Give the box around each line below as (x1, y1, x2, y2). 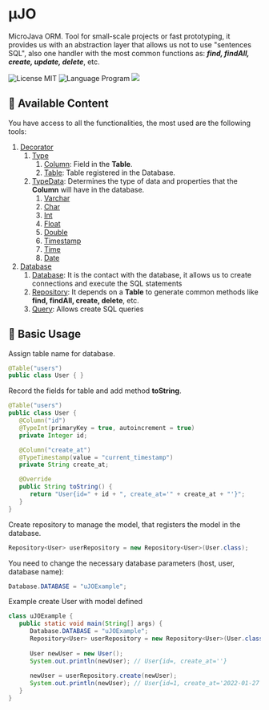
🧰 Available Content (8, 97, 109, 111)
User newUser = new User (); (29, 649, 124, 658)
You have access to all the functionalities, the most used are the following (8, 118, 251, 128)
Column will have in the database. (31, 185, 145, 194)
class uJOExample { (8, 612, 74, 620)
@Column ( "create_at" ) (18, 446, 91, 454)
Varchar (43, 193, 70, 203)
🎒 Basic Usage (8, 327, 82, 341)
